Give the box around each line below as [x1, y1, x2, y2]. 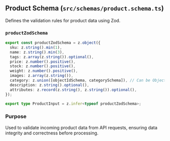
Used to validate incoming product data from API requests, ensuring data [5, 124, 158, 130]
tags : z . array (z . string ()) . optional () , [10, 54, 94, 60]
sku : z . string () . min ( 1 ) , [10, 45, 62, 50]
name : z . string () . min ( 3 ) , [10, 50, 65, 55]
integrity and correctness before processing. [5, 130, 99, 136]
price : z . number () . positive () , [10, 59, 76, 64]
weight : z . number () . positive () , [10, 68, 78, 74]
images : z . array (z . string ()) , [10, 73, 73, 78]
